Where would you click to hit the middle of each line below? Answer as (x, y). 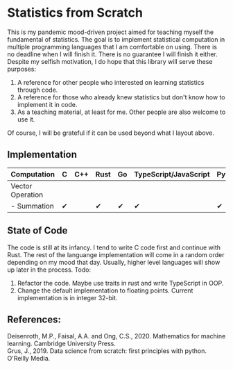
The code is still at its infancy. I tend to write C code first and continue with (114, 247)
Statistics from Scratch (75, 13)
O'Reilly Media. (29, 359)
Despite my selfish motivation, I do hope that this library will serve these (110, 61)
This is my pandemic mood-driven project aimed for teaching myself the (110, 32)
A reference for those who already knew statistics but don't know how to (121, 97)
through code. (37, 90)
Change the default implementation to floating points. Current (105, 290)
